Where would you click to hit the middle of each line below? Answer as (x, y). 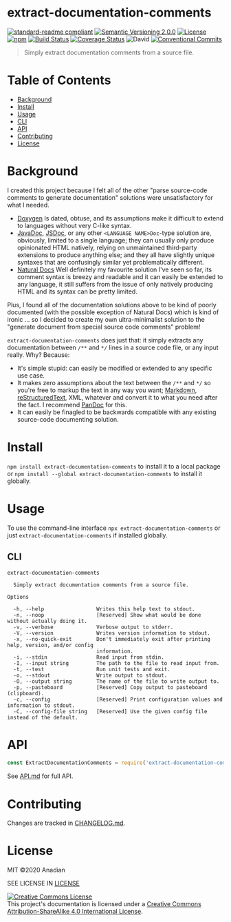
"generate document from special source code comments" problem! (104, 327)
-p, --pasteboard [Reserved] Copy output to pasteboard (110, 687)
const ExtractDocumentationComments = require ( (77, 763)
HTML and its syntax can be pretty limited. (77, 291)
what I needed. (28, 205)
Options (18, 597)
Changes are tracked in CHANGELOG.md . (66, 823)
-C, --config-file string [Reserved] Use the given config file (110, 711)
